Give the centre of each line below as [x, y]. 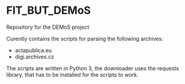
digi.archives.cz [35, 56]
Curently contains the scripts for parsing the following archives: [85, 38]
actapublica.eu [33, 50]
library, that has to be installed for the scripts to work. [72, 74]
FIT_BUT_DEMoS [49, 10]
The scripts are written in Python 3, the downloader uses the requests [92, 68]
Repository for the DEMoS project [48, 27]
